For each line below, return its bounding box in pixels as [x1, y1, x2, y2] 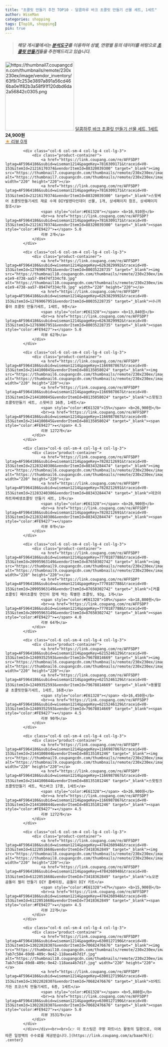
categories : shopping [5, 17, 50, 22]
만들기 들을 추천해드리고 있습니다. [26, 48, 91, 54]
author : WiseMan [5, 12, 39, 17]
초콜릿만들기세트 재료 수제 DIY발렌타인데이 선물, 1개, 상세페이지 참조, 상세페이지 [10, 199, 157, 204]
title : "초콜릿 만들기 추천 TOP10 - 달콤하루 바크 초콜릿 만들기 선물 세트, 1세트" [5, 7, 157, 13]
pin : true [5, 26, 26, 31]
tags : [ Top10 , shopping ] [5, 21, 57, 27]
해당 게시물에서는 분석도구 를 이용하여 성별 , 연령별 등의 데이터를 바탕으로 [17, 42, 156, 48]
